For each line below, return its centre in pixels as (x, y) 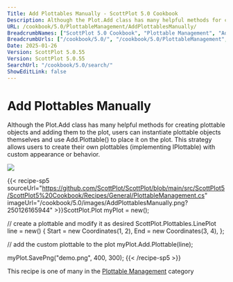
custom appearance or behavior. (54, 155)
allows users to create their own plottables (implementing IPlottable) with (111, 147)
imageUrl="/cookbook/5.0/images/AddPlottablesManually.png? (98, 203)
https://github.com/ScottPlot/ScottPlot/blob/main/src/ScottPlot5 (133, 188)
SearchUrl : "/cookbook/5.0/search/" (60, 65)
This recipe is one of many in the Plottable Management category (101, 272)
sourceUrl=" (25, 188)
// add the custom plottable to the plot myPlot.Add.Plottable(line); (100, 245)
